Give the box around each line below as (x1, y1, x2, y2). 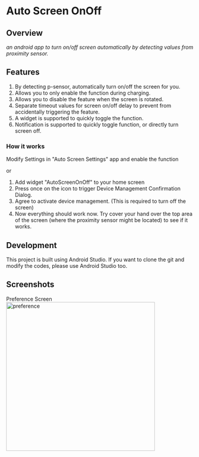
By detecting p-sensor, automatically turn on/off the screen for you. (14, 83, 181, 90)
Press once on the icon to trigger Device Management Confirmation (14, 185, 181, 192)
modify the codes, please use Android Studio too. (6, 262, 128, 269)
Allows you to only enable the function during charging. (14, 89, 151, 96)
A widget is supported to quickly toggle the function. (14, 114, 144, 121)
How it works (6, 142, 45, 150)
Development (6, 240, 58, 251)
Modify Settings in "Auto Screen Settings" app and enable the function (6, 156, 179, 163)
